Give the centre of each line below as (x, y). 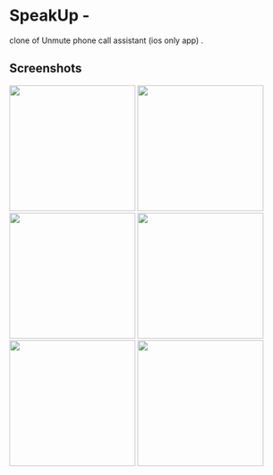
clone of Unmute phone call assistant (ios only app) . (107, 40)
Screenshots (46, 68)
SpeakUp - (50, 16)
